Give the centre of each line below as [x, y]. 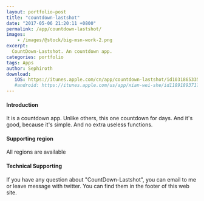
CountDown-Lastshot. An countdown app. [62, 52]
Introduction [22, 104]
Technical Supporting [34, 166]
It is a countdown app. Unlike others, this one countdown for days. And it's [100, 118]
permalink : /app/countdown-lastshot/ [54, 29]
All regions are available [36, 152]
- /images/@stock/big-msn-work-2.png [65, 40]
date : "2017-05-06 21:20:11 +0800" [51, 23]
